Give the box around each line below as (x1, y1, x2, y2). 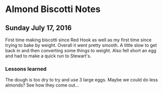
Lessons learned (5, 65, 47, 72)
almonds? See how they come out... (5, 82, 79, 88)
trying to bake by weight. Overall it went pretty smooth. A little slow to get (5, 42, 157, 48)
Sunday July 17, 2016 (5, 24, 72, 32)
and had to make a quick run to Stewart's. (5, 53, 92, 59)
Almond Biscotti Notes (5, 4, 101, 15)
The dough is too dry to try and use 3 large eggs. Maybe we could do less (5, 77, 158, 83)
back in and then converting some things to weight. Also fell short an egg (5, 48, 156, 53)
